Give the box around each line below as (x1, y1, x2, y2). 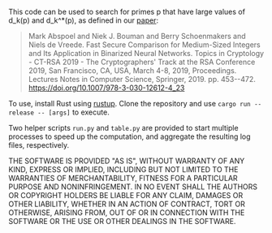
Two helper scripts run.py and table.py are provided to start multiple (8, 123, 239, 132)
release (8, 109, 35, 117)
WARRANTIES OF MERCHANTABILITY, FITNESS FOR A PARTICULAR (8, 174, 238, 183)
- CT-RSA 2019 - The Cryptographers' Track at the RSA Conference (28, 57, 256, 67)
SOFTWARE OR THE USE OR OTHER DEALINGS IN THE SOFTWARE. (8, 217, 236, 226)
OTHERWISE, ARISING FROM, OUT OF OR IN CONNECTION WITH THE (8, 208, 245, 218)
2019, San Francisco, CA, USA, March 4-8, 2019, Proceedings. (28, 66, 237, 76)
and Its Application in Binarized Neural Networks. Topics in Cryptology (28, 49, 265, 58)
